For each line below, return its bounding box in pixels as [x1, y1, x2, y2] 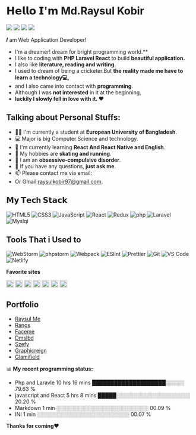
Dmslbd [14, 334, 34, 341]
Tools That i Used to [6, 235, 81, 245]
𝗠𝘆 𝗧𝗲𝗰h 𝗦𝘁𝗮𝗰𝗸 [6, 195, 68, 205]
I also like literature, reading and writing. [14, 61, 116, 68]
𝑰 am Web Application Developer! [6, 36, 87, 43]
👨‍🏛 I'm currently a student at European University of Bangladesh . [14, 128, 177, 135]
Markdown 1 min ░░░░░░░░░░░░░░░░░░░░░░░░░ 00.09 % [14, 405, 171, 412]
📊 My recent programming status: [6, 365, 93, 372]
